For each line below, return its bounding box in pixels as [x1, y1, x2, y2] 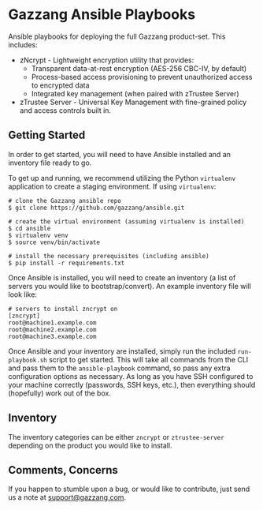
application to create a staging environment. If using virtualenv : [8, 182, 217, 191]
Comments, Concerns [8, 463, 118, 477]
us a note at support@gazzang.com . [8, 493, 127, 502]
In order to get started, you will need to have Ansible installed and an [8, 149, 231, 159]
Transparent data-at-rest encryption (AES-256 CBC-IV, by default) [31, 63, 247, 73]
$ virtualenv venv [8, 231, 69, 239]
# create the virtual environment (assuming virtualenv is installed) [8, 217, 245, 226]
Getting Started [8, 129, 86, 142]
